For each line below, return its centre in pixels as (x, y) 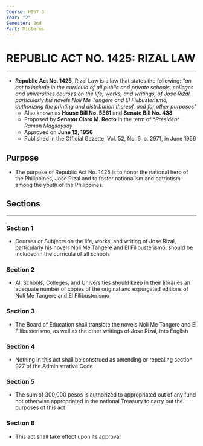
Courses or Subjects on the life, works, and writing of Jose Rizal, (95, 241)
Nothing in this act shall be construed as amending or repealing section (104, 359)
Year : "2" (19, 18)
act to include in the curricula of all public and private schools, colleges (104, 88)
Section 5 (21, 381)
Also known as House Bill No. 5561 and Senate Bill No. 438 (98, 113)
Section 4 (21, 346)
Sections (23, 204)
